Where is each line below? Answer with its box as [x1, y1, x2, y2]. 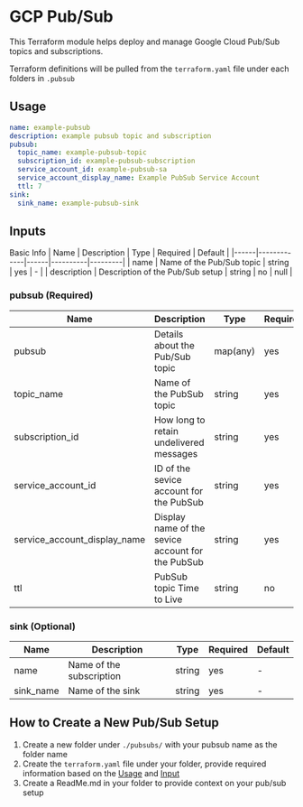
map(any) [214, 345, 255, 357]
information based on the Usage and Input [22, 767, 180, 778]
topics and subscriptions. [9, 45, 104, 56]
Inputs [9, 223, 47, 238]
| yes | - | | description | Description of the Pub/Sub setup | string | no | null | [9, 266, 293, 277]
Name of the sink [68, 684, 141, 697]
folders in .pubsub [9, 72, 75, 83]
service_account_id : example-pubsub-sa [17, 165, 168, 174]
